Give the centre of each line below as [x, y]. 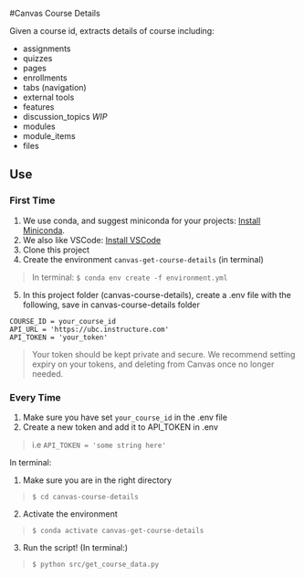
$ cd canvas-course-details [85, 497]
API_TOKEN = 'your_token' [58, 337]
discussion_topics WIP [65, 117]
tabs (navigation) [54, 87]
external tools [48, 97]
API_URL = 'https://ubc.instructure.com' [89, 329]
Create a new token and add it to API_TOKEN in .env [121, 427]
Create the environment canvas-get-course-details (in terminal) [143, 259]
